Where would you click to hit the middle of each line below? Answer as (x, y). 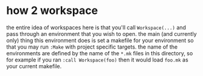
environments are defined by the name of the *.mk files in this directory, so (100, 53)
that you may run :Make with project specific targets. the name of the (92, 47)
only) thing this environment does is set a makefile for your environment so (100, 40)
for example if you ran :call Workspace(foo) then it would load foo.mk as (97, 60)
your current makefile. (34, 66)
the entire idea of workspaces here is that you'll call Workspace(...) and (96, 27)
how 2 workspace (52, 11)
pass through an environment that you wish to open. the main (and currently (101, 33)
